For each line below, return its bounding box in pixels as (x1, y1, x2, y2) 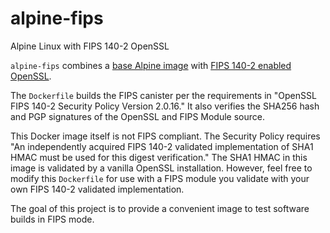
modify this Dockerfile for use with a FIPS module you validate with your (10, 172, 310, 184)
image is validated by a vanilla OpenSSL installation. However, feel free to (10, 162, 313, 174)
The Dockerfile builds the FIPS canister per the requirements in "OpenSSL (10, 89, 317, 101)
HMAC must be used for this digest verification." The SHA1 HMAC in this (10, 151, 308, 163)
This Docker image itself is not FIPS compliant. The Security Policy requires (10, 130, 321, 142)
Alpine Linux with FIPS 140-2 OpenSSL (10, 40, 170, 52)
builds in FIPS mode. (10, 213, 95, 225)
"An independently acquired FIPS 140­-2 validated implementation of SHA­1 (10, 140, 314, 152)
